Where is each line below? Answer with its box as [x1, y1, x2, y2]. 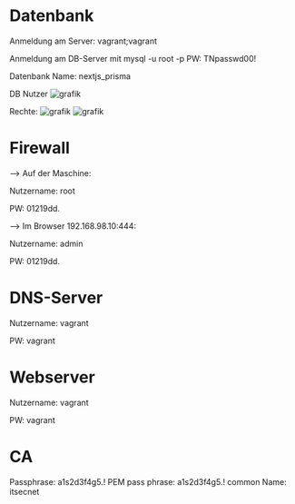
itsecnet [9, 486, 40, 497]
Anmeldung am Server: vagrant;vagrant [9, 35, 157, 46]
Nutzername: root [9, 185, 75, 196]
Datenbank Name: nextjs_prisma [9, 70, 132, 82]
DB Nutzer [9, 88, 48, 99]
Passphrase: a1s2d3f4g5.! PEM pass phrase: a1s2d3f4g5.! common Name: [9, 476, 288, 487]
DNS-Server [9, 288, 103, 309]
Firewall [9, 138, 71, 159]
